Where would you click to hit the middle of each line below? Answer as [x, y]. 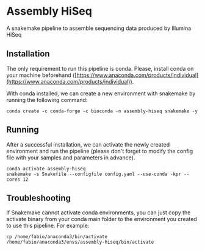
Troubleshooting [39, 198]
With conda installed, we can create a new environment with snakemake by [101, 93]
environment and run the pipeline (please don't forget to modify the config [100, 151]
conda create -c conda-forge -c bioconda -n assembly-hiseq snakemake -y [102, 111]
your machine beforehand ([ [41, 75]
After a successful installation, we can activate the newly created [88, 144]
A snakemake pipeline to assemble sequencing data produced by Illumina [99, 28]
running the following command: [47, 100]
